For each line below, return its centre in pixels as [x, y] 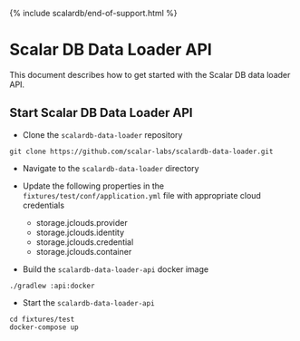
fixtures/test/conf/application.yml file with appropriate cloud [141, 195]
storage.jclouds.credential [85, 242]
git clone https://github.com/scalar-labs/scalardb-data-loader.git [141, 151]
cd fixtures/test [42, 319]
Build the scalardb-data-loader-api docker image [116, 269]
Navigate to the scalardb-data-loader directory [111, 168]
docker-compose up [44, 327]
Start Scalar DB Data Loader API [101, 113]
